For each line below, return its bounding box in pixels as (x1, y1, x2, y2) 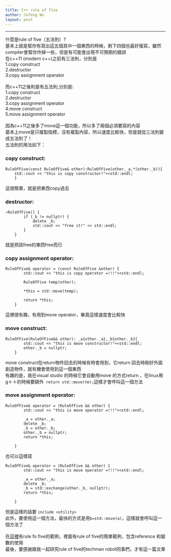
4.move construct (5, 106, 42, 112)
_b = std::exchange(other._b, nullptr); (23, 485, 110, 491)
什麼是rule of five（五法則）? (5, 36, 66, 42)
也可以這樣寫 (5, 453, 32, 459)
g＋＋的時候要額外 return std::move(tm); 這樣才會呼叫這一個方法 (5, 379, 144, 385)
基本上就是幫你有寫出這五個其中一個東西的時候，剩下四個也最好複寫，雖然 (5, 43, 161, 49)
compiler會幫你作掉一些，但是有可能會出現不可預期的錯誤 (5, 49, 126, 55)
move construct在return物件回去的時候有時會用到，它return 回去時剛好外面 (5, 359, 163, 365)
